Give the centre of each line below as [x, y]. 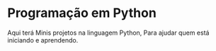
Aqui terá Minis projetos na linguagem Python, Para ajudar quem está [108, 33]
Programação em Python [82, 13]
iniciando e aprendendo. [43, 40]
